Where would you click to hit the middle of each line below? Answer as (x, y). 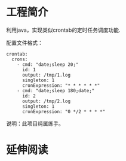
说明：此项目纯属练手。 (35, 123)
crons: (20, 59)
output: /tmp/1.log (46, 75)
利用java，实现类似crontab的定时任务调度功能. (63, 30)
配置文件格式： (24, 42)
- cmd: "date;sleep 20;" (48, 64)
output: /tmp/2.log (46, 101)
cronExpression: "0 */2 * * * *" (64, 111)
